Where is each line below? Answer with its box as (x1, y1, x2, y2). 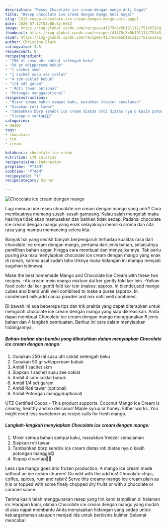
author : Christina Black (5, 40, 57, 45)
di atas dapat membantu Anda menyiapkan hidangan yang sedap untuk (5, 507, 151, 513)
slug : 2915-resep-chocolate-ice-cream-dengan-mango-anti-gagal (5, 16, 139, 21)
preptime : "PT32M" (5, 164, 43, 169)
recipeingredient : (5, 53, 43, 59)
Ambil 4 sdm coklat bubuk (12, 375, 66, 381)
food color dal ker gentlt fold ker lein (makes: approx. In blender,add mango (5, 283, 160, 289)
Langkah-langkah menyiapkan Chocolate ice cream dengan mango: (5, 422, 150, 428)
